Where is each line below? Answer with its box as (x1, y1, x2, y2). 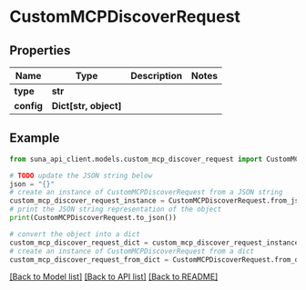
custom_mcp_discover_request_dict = (9, 238, 148, 247)
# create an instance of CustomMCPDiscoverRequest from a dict (9, 246, 255, 255)
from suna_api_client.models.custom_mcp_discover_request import (9, 155, 262, 164)
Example (9, 130, 60, 146)
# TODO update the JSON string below (9, 171, 153, 180)
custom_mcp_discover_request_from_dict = (9, 255, 169, 265)
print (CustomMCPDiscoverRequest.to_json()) (9, 214, 178, 223)
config (14, 100, 44, 112)
